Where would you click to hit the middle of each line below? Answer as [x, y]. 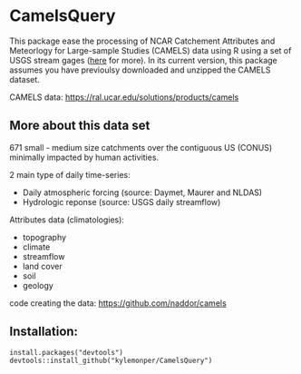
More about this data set [80, 126]
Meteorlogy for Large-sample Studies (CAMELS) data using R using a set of [150, 50]
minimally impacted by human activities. [84, 157]
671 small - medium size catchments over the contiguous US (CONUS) [141, 147]
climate [36, 247]
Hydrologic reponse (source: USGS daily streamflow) [121, 202]
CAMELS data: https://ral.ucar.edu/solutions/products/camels [124, 97]
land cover [42, 266]
